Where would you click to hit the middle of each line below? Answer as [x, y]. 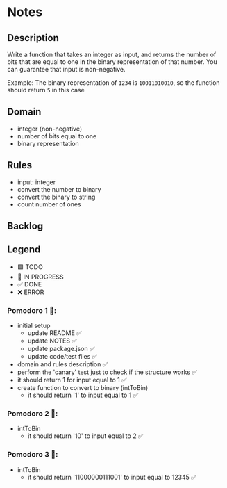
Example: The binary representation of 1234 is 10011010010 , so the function [113, 83]
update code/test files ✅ [62, 357]
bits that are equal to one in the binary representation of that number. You [112, 62]
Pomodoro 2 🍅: [33, 414]
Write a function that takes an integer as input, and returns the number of [112, 54]
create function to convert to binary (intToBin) [83, 388]
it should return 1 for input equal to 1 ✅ [72, 380]
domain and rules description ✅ [62, 364]
